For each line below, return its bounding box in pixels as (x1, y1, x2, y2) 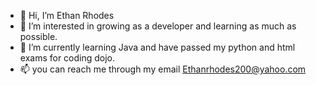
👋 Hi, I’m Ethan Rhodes (19, 10, 115, 21)
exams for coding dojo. (19, 52, 116, 64)
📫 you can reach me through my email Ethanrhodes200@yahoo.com (19, 63, 307, 75)
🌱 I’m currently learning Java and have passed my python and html (19, 41, 296, 53)
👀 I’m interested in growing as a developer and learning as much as (19, 20, 297, 32)
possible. (19, 31, 58, 42)
